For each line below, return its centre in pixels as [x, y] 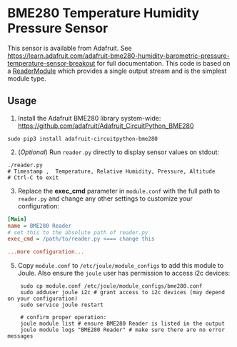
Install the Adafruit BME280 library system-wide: [89, 118]
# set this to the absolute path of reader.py [78, 232]
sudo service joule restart [62, 305]
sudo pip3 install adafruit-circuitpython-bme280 [83, 139]
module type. [27, 78]
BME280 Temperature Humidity [104, 13]
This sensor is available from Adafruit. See [70, 48]
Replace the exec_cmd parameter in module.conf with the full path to [118, 191]
